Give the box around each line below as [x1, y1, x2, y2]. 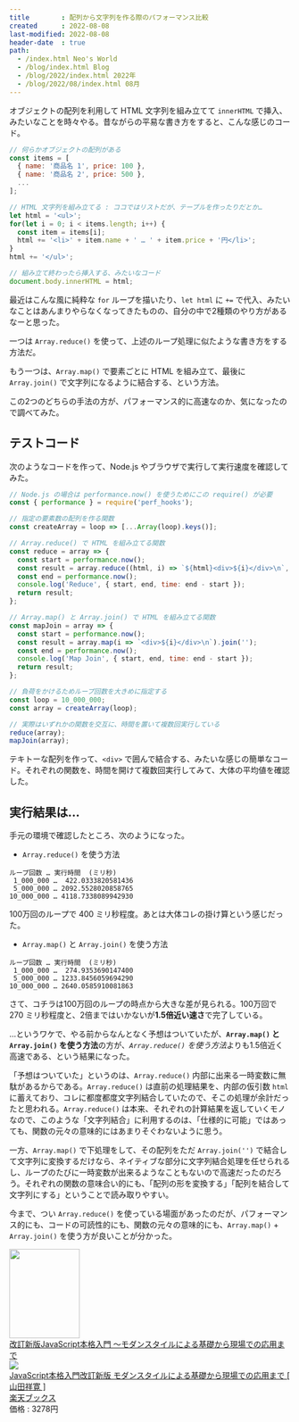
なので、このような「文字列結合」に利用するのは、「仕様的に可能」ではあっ [9, 1115, 287, 1126]
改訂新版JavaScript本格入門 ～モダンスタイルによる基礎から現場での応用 [9, 1339, 278, 1350]
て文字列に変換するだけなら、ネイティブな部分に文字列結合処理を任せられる [9, 1156, 290, 1167]
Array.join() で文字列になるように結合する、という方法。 [9, 377, 224, 387]
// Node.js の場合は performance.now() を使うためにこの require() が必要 [9, 490, 273, 499]
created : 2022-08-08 [9, 21, 110, 30]
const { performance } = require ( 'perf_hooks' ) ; [9, 498, 194, 507]
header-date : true [9, 37, 87, 47]
